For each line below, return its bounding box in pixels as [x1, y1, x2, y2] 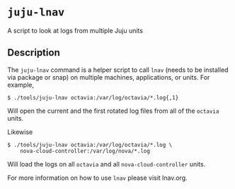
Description [7, 47, 60, 59]
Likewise [7, 128, 33, 136]
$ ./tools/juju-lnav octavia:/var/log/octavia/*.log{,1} [7, 94, 179, 101]
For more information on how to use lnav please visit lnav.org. [7, 173, 188, 182]
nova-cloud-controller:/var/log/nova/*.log [20, 147, 151, 154]
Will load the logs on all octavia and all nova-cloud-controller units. [7, 159, 206, 168]
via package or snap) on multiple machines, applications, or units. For [7, 73, 210, 81]
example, [7, 80, 34, 89]
